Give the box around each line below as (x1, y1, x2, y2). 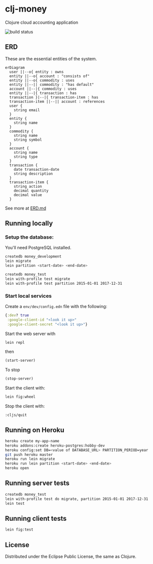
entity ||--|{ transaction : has (9, 91, 77, 96)
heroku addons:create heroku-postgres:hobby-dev (5, 443, 105, 448)
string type (14, 154, 38, 159)
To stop (5, 367, 20, 373)
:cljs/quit (5, 413, 27, 418)
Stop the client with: (5, 403, 45, 409)
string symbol (14, 137, 42, 142)
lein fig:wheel (5, 394, 36, 400)
